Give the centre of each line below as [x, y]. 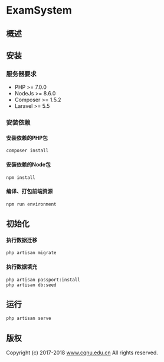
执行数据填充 [22, 267]
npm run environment [32, 204]
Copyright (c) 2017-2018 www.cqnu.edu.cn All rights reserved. [82, 353]
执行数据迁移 [22, 240]
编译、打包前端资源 [29, 191]
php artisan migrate [32, 253]
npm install [21, 177]
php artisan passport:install [43, 280]
